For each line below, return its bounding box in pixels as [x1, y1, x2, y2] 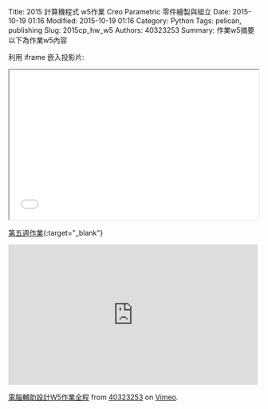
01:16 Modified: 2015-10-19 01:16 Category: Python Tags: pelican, [27, 16, 242, 26]
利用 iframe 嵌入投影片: [8, 53, 85, 62]
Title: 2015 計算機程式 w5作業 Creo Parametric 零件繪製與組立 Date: [8, 7, 231, 16]
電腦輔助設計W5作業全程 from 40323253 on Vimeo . [8, 392, 179, 402]
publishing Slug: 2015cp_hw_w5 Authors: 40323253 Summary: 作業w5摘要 [8, 26, 255, 34]
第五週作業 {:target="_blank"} [8, 228, 104, 237]
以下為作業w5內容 [8, 35, 68, 45]
